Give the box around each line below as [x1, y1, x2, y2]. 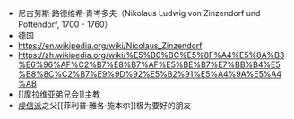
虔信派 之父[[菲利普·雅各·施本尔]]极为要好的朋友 [17, 100, 192, 110]
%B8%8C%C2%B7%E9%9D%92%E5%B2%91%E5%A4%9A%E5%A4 [17, 69, 282, 79]
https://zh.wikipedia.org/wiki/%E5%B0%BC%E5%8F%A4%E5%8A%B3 [17, 50, 285, 60]
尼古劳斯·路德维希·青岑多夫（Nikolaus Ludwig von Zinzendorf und [17, 8, 261, 18]
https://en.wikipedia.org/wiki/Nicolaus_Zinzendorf [17, 40, 203, 51]
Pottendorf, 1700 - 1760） [17, 19, 113, 30]
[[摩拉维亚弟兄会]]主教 [17, 89, 101, 99]
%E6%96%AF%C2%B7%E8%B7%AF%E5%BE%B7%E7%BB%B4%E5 [17, 59, 281, 70]
